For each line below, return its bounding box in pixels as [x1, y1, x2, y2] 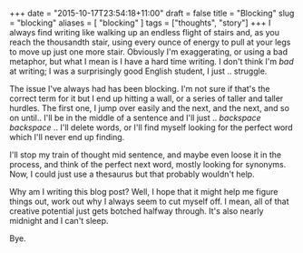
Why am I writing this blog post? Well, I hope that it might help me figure [9, 187, 279, 197]
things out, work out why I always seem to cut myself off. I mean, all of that [9, 196, 289, 207]
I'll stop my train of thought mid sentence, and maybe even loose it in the [9, 149, 282, 160]
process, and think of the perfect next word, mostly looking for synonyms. [9, 159, 287, 169]
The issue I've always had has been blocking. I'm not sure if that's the [9, 84, 270, 94]
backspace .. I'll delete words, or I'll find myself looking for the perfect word [9, 122, 293, 133]
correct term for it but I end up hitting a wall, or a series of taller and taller [9, 93, 284, 104]
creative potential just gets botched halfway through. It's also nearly [9, 206, 264, 217]
